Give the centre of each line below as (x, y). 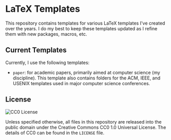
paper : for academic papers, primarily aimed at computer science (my (86, 72)
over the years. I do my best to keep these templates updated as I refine (81, 28)
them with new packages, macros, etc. (46, 34)
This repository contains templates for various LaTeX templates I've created (85, 23)
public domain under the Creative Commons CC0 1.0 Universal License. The (86, 127)
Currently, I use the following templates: (47, 63)
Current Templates (36, 50)
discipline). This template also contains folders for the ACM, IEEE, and (87, 78)
